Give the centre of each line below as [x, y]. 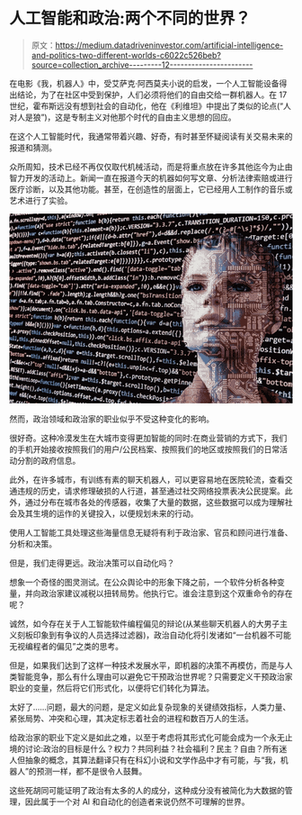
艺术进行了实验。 [41, 200]
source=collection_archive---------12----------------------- [142, 65]
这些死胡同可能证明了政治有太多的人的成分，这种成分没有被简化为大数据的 [147, 790]
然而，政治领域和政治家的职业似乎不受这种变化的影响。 [111, 419]
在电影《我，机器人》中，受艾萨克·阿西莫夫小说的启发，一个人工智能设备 [145, 83]
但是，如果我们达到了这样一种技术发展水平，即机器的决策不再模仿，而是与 [147, 665]
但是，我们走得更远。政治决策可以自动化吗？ [92, 563]
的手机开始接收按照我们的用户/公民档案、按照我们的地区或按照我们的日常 [145, 449]
